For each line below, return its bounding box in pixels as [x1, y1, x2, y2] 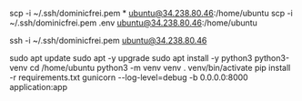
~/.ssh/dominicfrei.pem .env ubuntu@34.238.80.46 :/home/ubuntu [9, 17, 257, 28]
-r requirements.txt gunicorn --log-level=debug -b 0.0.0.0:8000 [9, 72, 248, 83]
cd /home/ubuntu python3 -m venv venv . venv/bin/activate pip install [29, 63, 291, 73]
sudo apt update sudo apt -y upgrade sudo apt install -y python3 [9, 53, 253, 63]
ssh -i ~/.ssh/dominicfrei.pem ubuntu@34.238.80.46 [9, 35, 207, 45]
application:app [9, 82, 68, 92]
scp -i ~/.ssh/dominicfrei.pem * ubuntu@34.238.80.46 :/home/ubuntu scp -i [9, 8, 293, 18]
